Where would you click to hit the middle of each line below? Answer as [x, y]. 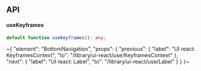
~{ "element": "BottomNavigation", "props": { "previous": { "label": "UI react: [101, 49]
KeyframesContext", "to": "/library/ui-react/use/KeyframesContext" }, [92, 55]
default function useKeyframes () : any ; [56, 38]
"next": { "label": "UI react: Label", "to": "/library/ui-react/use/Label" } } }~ [98, 61]
